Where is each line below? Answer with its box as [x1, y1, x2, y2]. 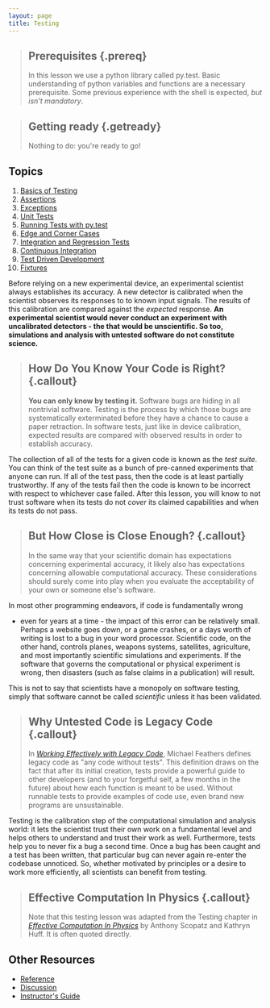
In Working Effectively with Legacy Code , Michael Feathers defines [27, 749, 251, 759]
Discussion [19, 983, 57, 992]
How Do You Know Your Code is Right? [27, 362, 226, 376]
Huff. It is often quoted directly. [27, 929, 131, 939]
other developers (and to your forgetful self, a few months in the [27, 775, 241, 785]
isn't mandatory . [27, 96, 84, 106]
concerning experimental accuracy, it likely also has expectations [27, 559, 246, 569]
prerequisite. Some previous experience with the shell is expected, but [27, 88, 263, 98]
